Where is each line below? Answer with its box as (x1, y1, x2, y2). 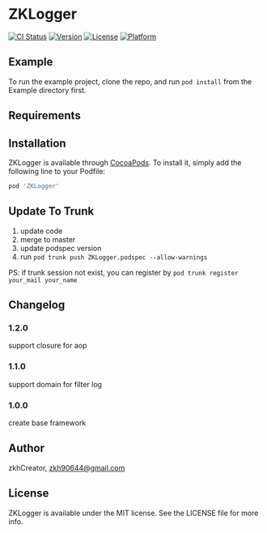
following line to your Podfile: (8, 166, 106, 176)
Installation (8, 136, 66, 150)
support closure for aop (8, 341, 87, 351)
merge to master (19, 234, 76, 244)
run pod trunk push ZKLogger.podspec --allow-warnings (19, 252, 208, 262)
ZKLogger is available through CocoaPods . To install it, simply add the (8, 157, 242, 167)
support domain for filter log (8, 379, 103, 389)
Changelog (8, 298, 66, 312)
